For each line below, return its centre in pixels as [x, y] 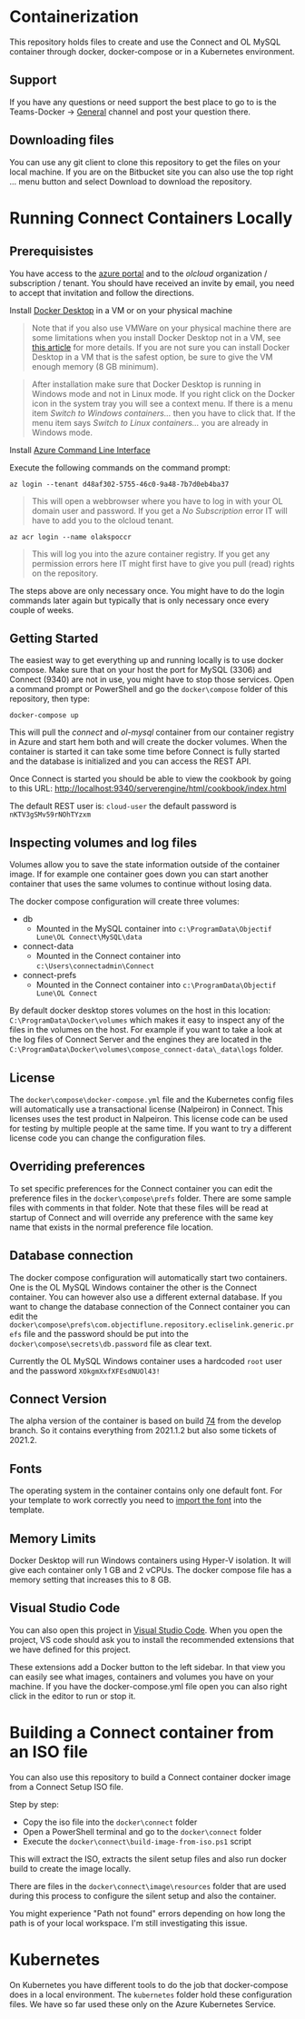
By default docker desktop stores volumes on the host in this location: [140, 1011]
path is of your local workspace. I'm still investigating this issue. [128, 1923]
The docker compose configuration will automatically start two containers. [148, 1277]
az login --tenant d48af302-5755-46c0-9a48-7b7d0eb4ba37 [119, 484]
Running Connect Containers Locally [151, 218]
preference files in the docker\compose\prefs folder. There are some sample [151, 1198]
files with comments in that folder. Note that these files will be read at [139, 1207]
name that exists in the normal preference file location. [111, 1227]
